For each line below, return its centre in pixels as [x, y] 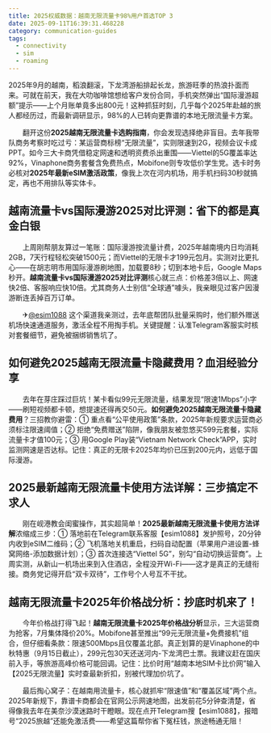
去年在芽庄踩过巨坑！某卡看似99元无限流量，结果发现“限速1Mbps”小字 [140, 399]
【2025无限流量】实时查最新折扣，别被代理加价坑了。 [98, 674]
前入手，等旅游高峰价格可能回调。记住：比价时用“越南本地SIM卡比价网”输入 [134, 663]
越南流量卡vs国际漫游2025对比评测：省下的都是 [129, 211]
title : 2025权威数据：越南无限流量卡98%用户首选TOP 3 [91, 16]
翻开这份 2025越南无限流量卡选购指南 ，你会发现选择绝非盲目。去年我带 [141, 132]
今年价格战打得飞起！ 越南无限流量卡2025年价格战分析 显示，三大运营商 [141, 623]
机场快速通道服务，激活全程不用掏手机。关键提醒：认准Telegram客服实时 [130, 325]
